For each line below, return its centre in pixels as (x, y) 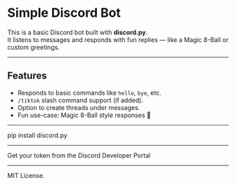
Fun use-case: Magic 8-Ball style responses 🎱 (84, 115)
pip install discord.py (38, 135)
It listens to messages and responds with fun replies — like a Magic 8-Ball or (118, 39)
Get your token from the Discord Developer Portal (79, 155)
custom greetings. (33, 47)
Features (27, 76)
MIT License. (26, 175)
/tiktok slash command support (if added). (80, 100)
